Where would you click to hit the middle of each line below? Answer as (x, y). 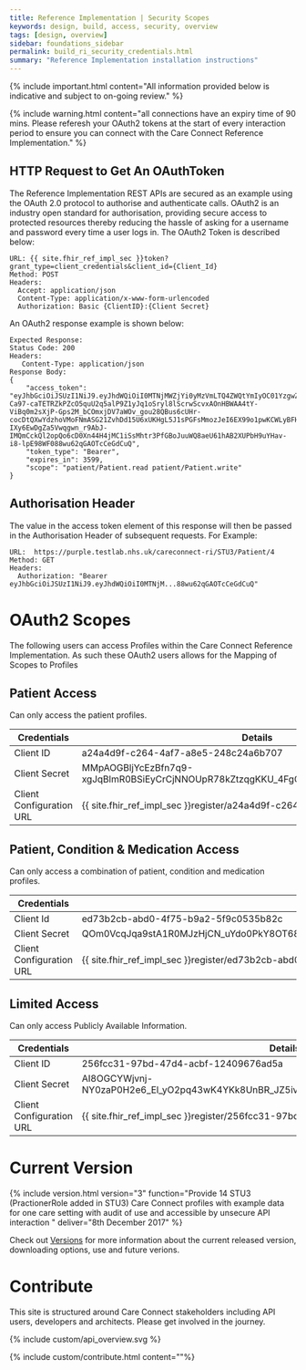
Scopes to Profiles (44, 664)
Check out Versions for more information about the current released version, (153, 1240)
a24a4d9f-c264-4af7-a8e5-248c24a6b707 (182, 753)
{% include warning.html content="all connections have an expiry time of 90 (153, 114)
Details (257, 738)
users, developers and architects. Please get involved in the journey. (138, 1321)
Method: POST (34, 275)
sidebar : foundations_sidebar (67, 43)
